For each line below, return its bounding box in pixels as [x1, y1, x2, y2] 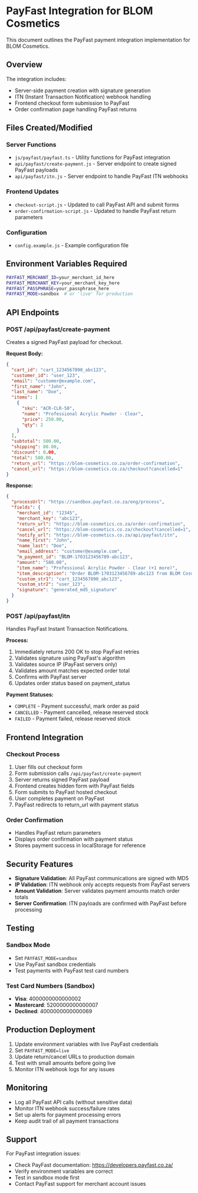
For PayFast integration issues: [6, 1150, 81, 1157]
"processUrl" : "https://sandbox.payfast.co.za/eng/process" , [11, 499, 165, 505]
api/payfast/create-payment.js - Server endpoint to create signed [14, 160, 177, 167]
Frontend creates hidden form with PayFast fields [14, 782, 134, 789]
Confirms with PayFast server [14, 673, 87, 680]
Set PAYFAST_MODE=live [14, 1046, 70, 1053]
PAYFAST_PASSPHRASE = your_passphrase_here [6, 286, 110, 291]
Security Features [6, 859, 74, 869]
